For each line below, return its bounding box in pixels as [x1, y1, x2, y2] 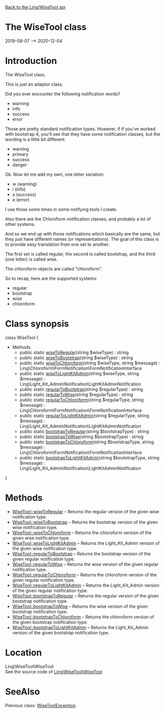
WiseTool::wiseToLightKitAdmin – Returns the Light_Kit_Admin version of [12, 540, 160, 546]
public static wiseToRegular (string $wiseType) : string [19, 349, 129, 355]
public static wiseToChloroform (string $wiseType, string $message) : [19, 360, 160, 366]
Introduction [5, 55, 57, 66]
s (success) [12, 191, 36, 197]
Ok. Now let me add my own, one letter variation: [5, 171, 105, 177]
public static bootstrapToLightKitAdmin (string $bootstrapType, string [19, 454, 160, 460]
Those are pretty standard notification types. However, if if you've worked [5, 126, 156, 132]
